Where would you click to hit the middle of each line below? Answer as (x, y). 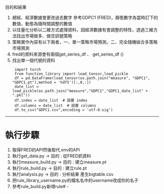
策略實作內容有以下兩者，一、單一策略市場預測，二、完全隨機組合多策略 (85, 42)
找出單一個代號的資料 (33, 60)
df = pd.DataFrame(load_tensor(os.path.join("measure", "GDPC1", (82, 78)
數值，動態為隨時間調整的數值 (42, 24)
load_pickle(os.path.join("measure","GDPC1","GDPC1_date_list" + (80, 91)
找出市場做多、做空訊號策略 (44, 36)
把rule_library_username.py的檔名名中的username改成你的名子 (75, 180)
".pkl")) (21, 95)
